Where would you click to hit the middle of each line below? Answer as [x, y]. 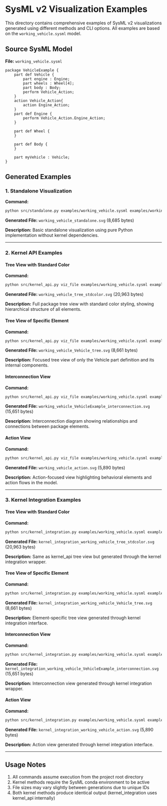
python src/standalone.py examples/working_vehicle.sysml [66, 211]
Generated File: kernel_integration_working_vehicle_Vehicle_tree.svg [79, 603]
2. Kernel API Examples [34, 253]
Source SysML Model [39, 49]
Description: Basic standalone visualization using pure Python [69, 230]
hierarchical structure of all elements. [43, 309]
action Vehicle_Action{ [39, 100]
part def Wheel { [32, 131]
